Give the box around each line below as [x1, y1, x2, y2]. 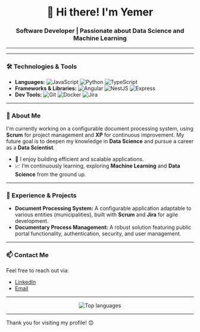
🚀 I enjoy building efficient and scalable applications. [14, 156, 144, 163]
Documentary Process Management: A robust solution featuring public [14, 224, 192, 231]
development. [14, 218, 49, 225]
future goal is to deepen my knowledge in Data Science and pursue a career [6, 138, 194, 145]
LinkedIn [14, 278, 36, 286]
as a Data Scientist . [6, 144, 55, 151]
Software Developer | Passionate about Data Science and [15, 27, 185, 35]
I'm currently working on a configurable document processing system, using [6, 125, 193, 132]
